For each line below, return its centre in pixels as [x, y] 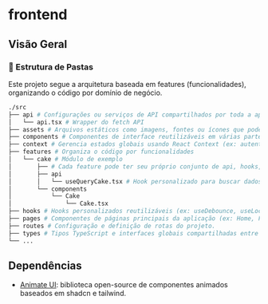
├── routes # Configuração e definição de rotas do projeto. [112, 226]
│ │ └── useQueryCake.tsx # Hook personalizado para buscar [124, 181]
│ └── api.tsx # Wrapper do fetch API [77, 122]
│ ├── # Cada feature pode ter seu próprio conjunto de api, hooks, [135, 166]
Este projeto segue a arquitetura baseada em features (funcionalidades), [128, 84]
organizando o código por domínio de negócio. [85, 93]
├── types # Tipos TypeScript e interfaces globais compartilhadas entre [134, 233]
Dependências [45, 265]
